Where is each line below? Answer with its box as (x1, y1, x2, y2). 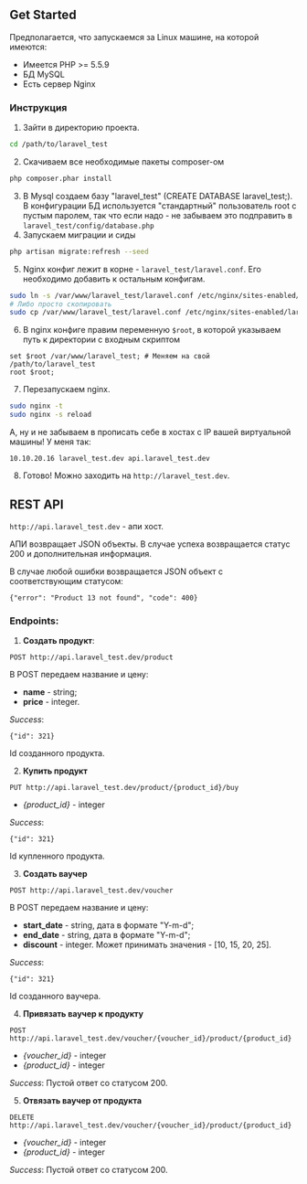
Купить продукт (22, 765, 89, 776)
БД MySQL (22, 69, 66, 80)
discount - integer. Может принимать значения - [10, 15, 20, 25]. (22, 939, 272, 950)
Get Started (9, 7, 77, 23)
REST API (9, 496, 64, 512)
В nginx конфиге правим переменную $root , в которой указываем (22, 325, 281, 336)
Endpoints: (9, 614, 59, 627)
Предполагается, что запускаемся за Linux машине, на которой (9, 31, 259, 42)
